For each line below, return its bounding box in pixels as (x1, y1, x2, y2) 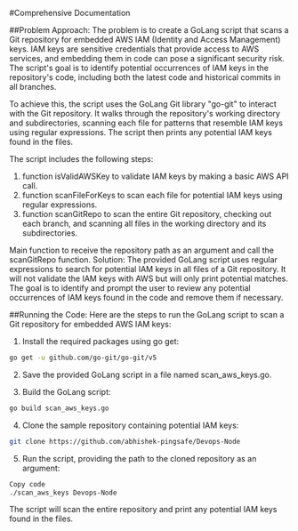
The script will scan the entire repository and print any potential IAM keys (9, 504, 278, 515)
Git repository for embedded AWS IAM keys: (9, 319, 172, 329)
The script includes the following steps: (9, 154, 154, 164)
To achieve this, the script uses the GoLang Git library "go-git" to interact (9, 99, 278, 109)
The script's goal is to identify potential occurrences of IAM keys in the (9, 62, 270, 73)
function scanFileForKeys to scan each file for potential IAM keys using (21, 190, 283, 200)
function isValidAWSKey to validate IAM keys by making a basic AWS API (21, 171, 289, 181)
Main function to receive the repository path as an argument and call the (9, 245, 274, 255)
